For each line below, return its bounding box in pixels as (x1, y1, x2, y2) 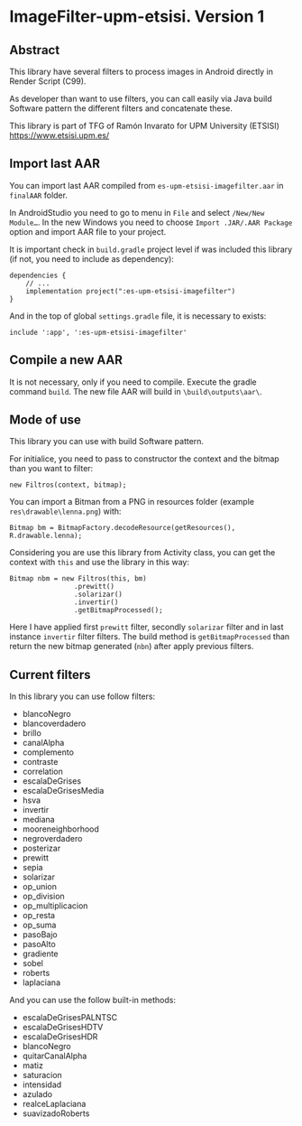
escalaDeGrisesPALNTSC (22, 1012, 118, 1023)
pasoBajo (22, 929, 58, 940)
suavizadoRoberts (22, 1108, 90, 1119)
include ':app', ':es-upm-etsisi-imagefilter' (9, 328, 188, 337)
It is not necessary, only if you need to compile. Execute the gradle (9, 377, 257, 387)
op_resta (22, 910, 56, 921)
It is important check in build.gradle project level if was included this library (9, 244, 293, 255)
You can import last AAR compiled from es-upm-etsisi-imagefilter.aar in (9, 180, 284, 191)
